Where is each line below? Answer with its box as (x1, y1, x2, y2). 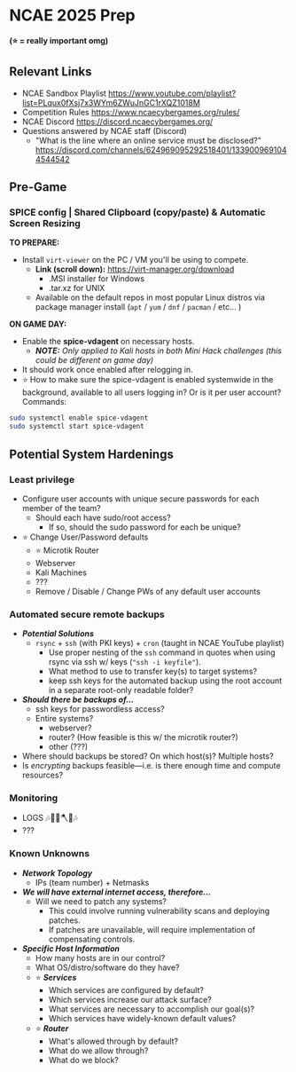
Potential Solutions (21, 628, 95, 639)
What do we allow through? (48, 1044, 149, 1056)
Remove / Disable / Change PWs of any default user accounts (35, 586, 261, 596)
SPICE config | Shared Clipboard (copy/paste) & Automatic (9, 206, 266, 218)
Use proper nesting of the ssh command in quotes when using (48, 647, 277, 658)
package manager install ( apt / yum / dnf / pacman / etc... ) (35, 302, 242, 312)
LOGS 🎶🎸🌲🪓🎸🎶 (21, 813, 78, 824)
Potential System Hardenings (9, 446, 175, 461)
